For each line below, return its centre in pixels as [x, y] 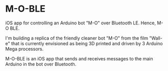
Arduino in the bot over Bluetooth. [41, 64]
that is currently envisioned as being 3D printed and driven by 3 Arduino [87, 43]
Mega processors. [25, 49]
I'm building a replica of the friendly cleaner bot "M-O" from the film [77, 38]
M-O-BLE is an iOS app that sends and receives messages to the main [79, 58]
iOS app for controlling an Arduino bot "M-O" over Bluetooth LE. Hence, [81, 23]
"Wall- [155, 38]
